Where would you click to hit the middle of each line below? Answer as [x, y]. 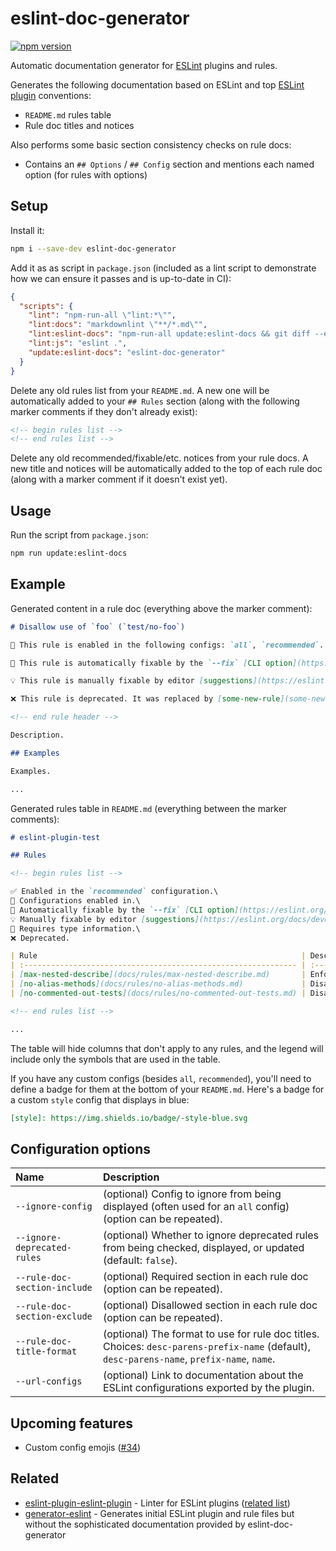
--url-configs [49, 1381]
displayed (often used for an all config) [196, 1207]
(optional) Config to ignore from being [192, 1194]
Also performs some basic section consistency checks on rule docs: [151, 144]
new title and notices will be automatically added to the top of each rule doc [166, 469]
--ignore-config [54, 1206]
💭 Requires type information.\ [75, 928]
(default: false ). [140, 1260]
